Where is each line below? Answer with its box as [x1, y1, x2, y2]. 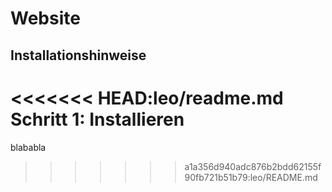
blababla [10, 141, 47, 153]
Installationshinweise [10, 47, 147, 64]
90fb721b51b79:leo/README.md [184, 171, 318, 183]
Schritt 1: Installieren [10, 108, 185, 131]
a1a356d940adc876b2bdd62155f [184, 160, 322, 172]
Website [10, 7, 81, 30]
